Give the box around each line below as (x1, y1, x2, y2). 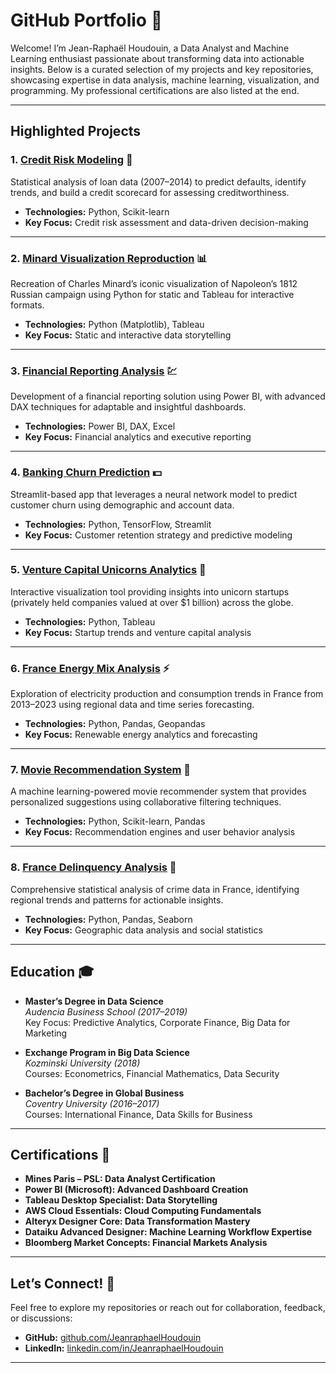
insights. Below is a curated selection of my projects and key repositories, (10, 63, 314, 75)
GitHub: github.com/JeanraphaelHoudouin (24, 1332, 202, 1344)
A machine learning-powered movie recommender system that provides (10, 785, 307, 798)
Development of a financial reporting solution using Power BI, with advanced (10, 390, 326, 403)
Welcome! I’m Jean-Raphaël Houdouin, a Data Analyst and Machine (10, 42, 290, 54)
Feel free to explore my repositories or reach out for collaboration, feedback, (10, 1302, 326, 1314)
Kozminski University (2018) (24, 1057, 141, 1069)
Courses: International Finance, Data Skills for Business (24, 1108, 253, 1120)
